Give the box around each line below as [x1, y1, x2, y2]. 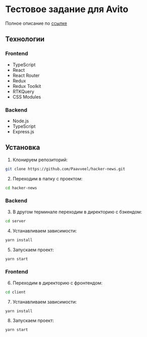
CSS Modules [12, 93, 41, 100]
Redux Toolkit [12, 83, 41, 89]
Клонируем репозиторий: [12, 157, 68, 163]
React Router [12, 72, 40, 78]
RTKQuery [12, 88, 34, 94]
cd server [5, 218, 26, 223]
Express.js [12, 128, 34, 134]
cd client [5, 290, 26, 295]
